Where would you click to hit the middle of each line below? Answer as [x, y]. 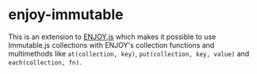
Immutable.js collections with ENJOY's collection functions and [111, 45]
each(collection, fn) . [45, 62]
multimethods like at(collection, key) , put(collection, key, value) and [129, 53]
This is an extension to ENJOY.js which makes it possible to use [112, 37]
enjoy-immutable [66, 15]
